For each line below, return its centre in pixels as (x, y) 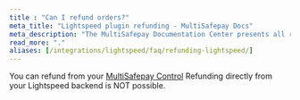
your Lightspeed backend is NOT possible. (87, 86)
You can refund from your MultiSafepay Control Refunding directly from (141, 76)
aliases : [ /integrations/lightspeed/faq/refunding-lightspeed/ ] (131, 51)
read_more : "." (37, 42)
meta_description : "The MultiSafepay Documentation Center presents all (147, 34)
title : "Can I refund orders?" (69, 17)
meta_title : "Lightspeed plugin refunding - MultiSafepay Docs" (131, 26)
